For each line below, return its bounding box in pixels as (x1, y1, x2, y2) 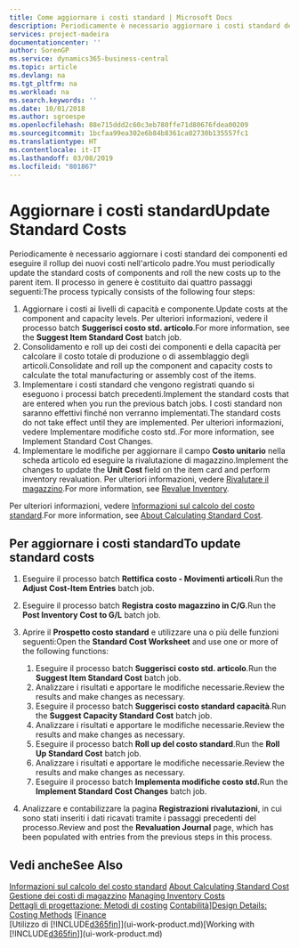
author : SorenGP (9, 46, 69, 55)
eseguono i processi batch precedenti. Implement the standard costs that (21, 389, 289, 400)
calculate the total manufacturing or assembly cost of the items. (21, 370, 256, 381)
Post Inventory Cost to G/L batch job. (21, 610, 162, 620)
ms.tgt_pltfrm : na (9, 79, 77, 88)
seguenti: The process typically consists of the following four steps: (9, 287, 255, 297)
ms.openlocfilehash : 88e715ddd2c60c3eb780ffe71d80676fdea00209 (9, 121, 249, 130)
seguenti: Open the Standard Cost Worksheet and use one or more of (21, 636, 279, 647)
